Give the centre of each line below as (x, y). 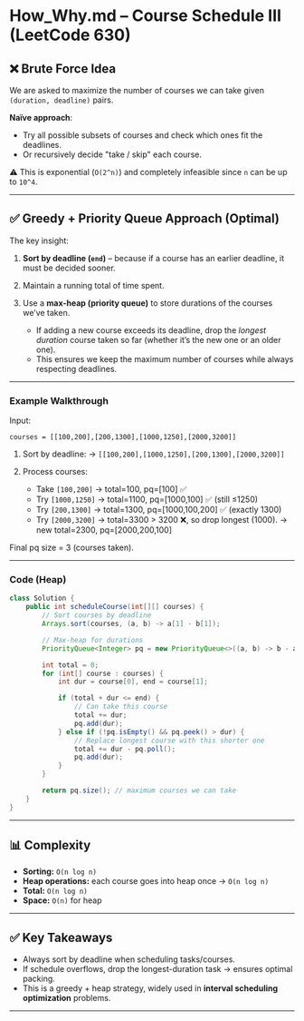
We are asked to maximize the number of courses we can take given (137, 90)
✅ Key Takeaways (61, 937)
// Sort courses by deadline (97, 615)
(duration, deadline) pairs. (62, 100)
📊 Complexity (50, 845)
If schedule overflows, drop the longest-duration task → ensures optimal (157, 969)
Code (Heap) (38, 580)
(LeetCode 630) (70, 35)
